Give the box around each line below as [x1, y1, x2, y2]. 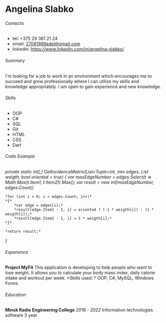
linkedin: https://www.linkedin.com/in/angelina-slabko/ [12, 46, 124, 52]
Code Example [5, 153, 35, 160]
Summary [5, 57, 25, 63]
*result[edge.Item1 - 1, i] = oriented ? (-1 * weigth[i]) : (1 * [14, 207, 154, 212]
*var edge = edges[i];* [14, 203, 63, 208]
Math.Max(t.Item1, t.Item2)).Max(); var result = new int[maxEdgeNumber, [5, 179, 155, 185]
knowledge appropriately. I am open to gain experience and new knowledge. [5, 83, 162, 89]
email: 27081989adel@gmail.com [12, 41, 80, 47]
